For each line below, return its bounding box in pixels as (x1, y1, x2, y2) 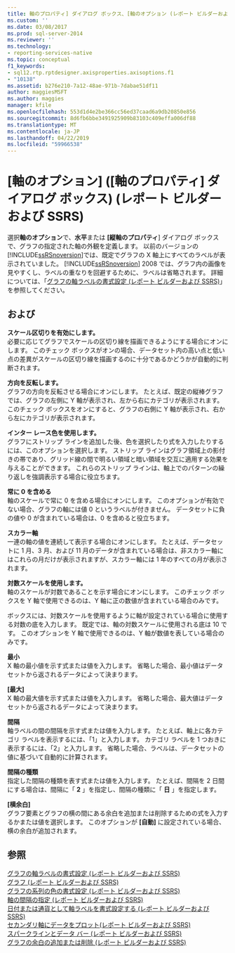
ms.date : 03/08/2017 (7, 23, 68, 30)
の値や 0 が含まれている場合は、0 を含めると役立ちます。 (7, 514, 173, 522)
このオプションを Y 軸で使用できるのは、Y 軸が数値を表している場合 (20, 628, 219, 637)
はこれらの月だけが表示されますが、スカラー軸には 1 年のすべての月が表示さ (7, 555, 228, 563)
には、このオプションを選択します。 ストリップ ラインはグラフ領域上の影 (7, 446, 220, 454)
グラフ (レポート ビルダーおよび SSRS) (7, 878, 119, 886)
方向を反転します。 (7, 378, 62, 387)
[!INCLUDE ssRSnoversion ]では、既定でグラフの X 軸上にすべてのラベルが (7, 251, 220, 259)
